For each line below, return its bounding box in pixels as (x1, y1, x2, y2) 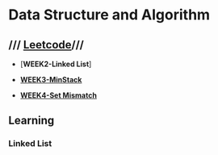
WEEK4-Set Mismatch (19, 90, 97, 100)
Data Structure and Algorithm (8, 6, 211, 24)
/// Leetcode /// (8, 38, 85, 52)
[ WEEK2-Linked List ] (19, 59, 92, 69)
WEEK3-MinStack (19, 75, 82, 84)
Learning (8, 114, 55, 128)
